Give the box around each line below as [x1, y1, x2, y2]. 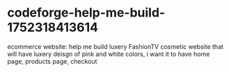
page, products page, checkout [7, 57, 97, 65]
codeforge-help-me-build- [7, 5, 166, 21]
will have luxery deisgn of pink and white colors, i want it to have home [7, 50, 210, 58]
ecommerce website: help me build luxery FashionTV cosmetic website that [7, 42, 224, 51]
